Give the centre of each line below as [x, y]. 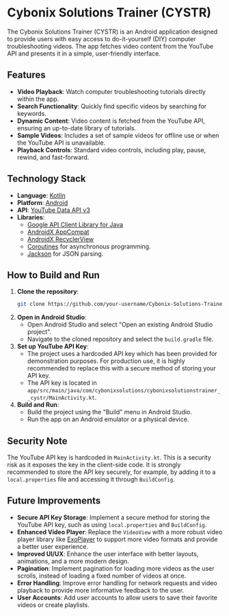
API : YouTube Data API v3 [53, 210]
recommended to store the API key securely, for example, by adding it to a [111, 472]
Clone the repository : [48, 292]
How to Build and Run [54, 275]
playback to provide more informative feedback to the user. [100, 590]
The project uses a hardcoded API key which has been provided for [122, 354]
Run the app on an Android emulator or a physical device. [108, 419]
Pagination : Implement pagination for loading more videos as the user [116, 568]
